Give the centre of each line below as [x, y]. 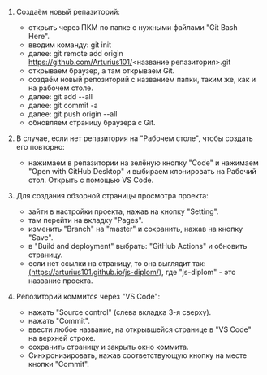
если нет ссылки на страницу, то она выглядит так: [117, 263]
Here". [39, 36]
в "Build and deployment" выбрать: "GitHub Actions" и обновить [138, 246]
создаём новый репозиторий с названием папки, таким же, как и [142, 79]
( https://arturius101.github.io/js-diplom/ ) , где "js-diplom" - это [132, 272]
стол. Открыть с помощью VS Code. [91, 180]
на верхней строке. [62, 338]
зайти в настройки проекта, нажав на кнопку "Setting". [123, 211]
